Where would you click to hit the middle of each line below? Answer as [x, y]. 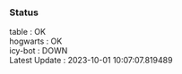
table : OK [28, 32]
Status [24, 12]
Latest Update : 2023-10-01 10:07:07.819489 [91, 61]
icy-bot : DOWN [39, 51]
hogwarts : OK [36, 41]
